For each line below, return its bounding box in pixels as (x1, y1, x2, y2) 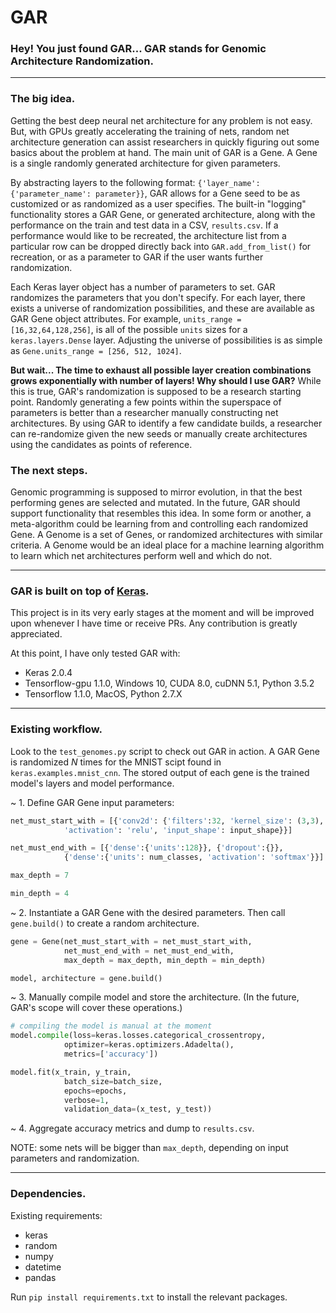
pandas (24, 1271, 57, 1283)
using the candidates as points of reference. (10, 438, 193, 450)
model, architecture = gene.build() (10, 973, 163, 983)
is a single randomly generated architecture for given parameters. (10, 157, 281, 169)
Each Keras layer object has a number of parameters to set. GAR (10, 281, 276, 293)
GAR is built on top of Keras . (10, 584, 150, 598)
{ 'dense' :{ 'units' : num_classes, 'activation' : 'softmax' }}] (63, 852, 325, 863)
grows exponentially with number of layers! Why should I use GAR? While (10, 374, 322, 386)
